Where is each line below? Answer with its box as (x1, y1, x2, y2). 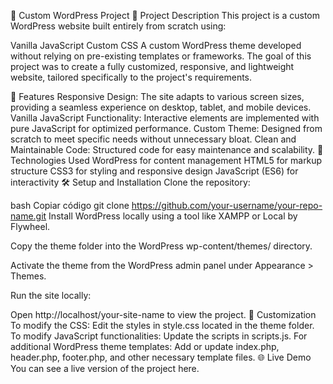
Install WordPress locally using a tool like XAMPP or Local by (48, 210, 298, 222)
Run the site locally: (10, 290, 92, 301)
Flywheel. (10, 221, 51, 232)
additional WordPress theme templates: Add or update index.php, (10, 341, 280, 352)
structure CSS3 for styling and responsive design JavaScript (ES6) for (10, 165, 299, 177)
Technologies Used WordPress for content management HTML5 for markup (10, 155, 323, 166)
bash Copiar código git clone (10, 200, 130, 211)
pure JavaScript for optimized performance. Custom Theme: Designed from (10, 123, 323, 134)
